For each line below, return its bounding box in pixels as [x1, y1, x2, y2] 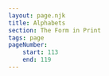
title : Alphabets [8, 19, 66, 27]
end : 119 [22, 56, 52, 64]
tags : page [8, 33, 45, 42]
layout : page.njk [8, 11, 66, 20]
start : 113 [22, 48, 59, 56]
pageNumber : [8, 41, 48, 49]
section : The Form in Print [8, 26, 102, 34]
